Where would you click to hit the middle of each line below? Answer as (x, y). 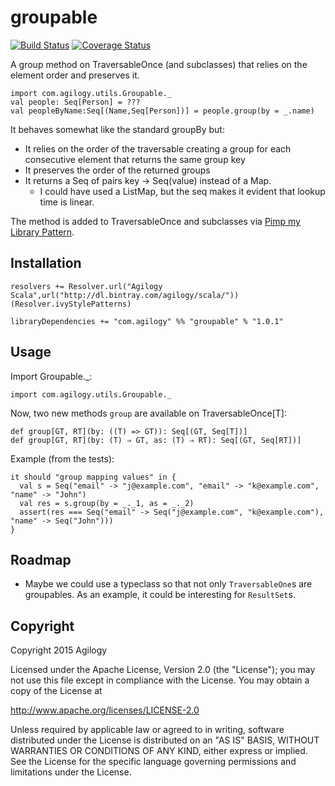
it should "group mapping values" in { (93, 477)
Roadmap (41, 559)
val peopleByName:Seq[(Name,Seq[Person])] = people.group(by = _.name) (162, 111)
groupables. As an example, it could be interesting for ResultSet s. (160, 595)
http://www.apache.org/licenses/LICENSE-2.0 (105, 710)
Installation (46, 263)
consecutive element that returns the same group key (135, 159)
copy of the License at (56, 691)
